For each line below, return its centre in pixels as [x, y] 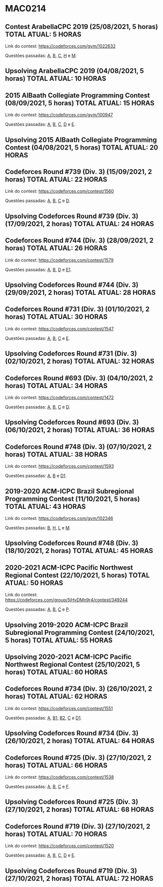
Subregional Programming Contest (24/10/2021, [80, 633]
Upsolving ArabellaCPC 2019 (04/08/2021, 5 [75, 71]
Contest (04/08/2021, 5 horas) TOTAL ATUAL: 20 [81, 147]
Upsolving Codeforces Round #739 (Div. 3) [72, 216]
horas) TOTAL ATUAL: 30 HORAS [56, 317]
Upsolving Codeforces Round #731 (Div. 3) [71, 354]
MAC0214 [26, 9]
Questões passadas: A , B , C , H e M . [41, 55]
